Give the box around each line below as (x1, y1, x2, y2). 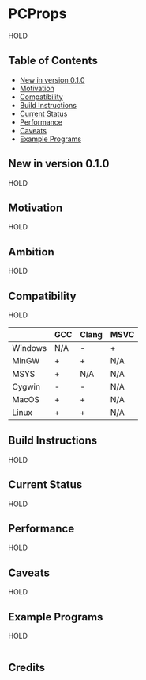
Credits (8, 661, 46, 674)
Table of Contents (8, 54, 99, 67)
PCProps (8, 5, 67, 23)
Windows (12, 343, 47, 353)
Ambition (8, 245, 55, 259)
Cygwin (12, 382, 41, 392)
